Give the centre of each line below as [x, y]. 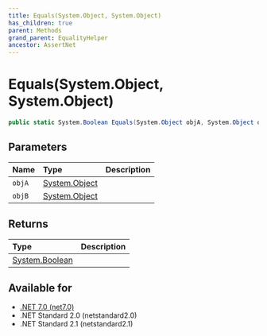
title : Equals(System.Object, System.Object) [85, 15]
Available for [41, 288]
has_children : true [41, 23]
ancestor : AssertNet [43, 45]
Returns [29, 224]
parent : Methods [35, 30]
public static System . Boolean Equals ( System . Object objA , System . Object [131, 123]
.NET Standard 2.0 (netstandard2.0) [78, 315]
